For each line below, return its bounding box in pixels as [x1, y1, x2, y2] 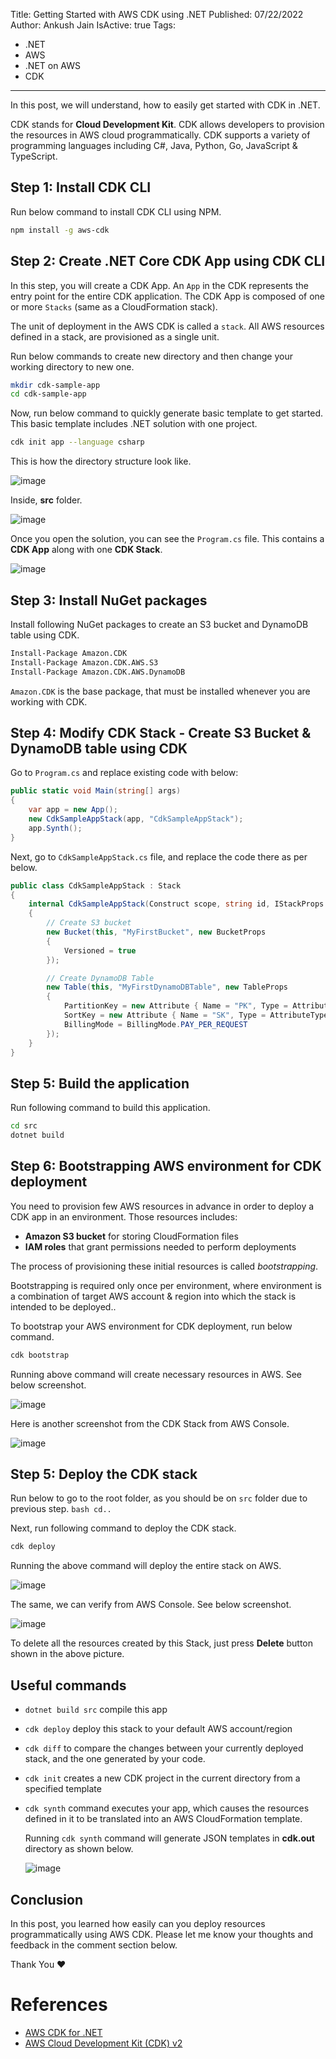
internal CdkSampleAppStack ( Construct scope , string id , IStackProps [28, 899, 325, 909]
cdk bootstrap [10, 1350, 70, 1360]
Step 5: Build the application [10, 1075, 190, 1092]
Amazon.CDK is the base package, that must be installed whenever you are [10, 685, 311, 697]
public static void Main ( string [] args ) [10, 786, 182, 796]
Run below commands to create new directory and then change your [10, 350, 293, 362]
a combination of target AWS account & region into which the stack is [10, 1290, 297, 1302]
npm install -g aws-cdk [10, 225, 110, 235]
